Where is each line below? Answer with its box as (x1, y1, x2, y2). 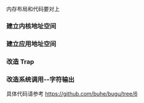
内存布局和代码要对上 (6, 5, 60, 12)
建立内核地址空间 (6, 22, 57, 30)
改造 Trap (6, 57, 35, 65)
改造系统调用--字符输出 (6, 75, 75, 84)
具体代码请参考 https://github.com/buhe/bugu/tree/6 (6, 90, 138, 98)
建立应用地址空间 (6, 39, 57, 48)
